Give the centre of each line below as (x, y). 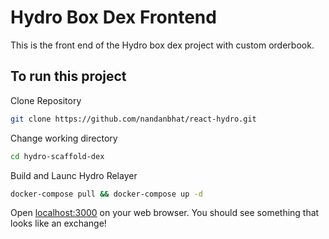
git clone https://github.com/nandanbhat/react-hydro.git (133, 119)
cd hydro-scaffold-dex (57, 156)
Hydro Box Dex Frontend (113, 17)
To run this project (68, 76)
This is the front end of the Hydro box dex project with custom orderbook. (162, 45)
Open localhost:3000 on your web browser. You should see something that (165, 213)
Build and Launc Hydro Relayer (74, 175)
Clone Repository (46, 100)
